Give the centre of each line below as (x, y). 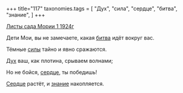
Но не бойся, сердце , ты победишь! (52, 72)
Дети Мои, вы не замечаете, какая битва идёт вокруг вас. (80, 38)
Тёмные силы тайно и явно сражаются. (57, 49)
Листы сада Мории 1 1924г (40, 26)
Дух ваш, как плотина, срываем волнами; (60, 61)
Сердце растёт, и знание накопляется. (55, 84)
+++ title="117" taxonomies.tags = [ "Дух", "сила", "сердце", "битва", (92, 9)
